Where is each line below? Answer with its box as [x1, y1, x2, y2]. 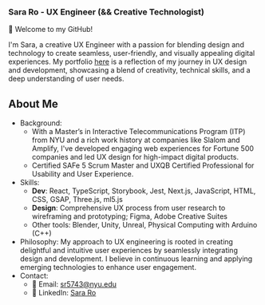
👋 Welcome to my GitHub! [8, 25, 93, 34]
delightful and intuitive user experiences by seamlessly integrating [19, 246, 238, 255]
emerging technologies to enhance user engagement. [19, 263, 197, 272]
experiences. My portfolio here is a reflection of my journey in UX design [8, 57, 247, 66]
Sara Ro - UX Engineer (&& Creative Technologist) [8, 6, 205, 18]
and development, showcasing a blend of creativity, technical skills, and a [8, 65, 251, 75]
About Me [8, 97, 58, 110]
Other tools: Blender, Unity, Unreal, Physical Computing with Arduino [31, 220, 258, 230]
